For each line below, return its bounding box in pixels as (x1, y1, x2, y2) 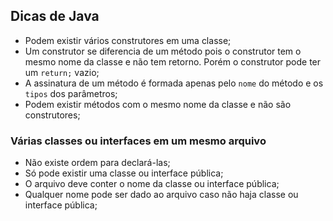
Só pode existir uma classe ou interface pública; (24, 167, 224, 179)
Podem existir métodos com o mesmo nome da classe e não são (24, 98, 292, 110)
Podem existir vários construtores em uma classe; (24, 34, 232, 46)
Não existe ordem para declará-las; (24, 157, 171, 169)
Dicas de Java (10, 8, 100, 25)
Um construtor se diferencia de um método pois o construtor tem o (24, 45, 302, 57)
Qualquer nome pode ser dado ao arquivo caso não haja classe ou (24, 189, 299, 201)
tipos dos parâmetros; (24, 87, 118, 99)
